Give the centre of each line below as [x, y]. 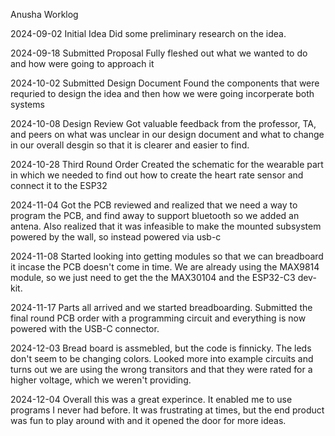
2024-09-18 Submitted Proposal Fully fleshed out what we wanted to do [159, 53]
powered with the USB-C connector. [85, 328]
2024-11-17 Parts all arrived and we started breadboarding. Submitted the [161, 307]
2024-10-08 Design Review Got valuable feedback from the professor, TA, [163, 123]
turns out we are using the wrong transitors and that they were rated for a [161, 369]
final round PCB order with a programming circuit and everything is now [158, 318]
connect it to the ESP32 [59, 185]
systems [27, 104]
